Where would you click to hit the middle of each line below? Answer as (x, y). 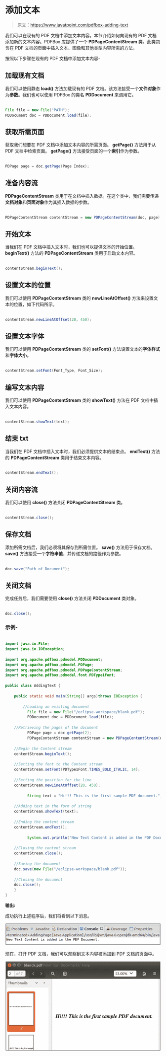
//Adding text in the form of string (53, 806)
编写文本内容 (25, 387)
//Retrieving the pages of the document (56, 728)
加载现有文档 (25, 76)
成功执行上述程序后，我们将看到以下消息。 (48, 916)
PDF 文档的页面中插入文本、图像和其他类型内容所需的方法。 (76, 48)
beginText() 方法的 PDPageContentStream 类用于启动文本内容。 (71, 253)
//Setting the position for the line (53, 780)
